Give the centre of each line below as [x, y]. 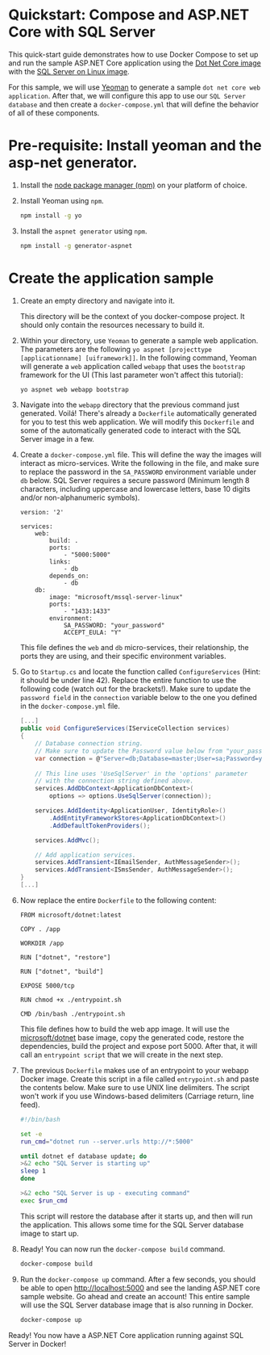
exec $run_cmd [44, 1201]
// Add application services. [85, 855]
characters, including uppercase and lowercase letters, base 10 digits [135, 489]
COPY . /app [40, 929]
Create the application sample [111, 278]
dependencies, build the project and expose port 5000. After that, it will [139, 1046]
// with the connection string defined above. [114, 781]
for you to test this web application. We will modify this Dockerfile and [137, 422]
